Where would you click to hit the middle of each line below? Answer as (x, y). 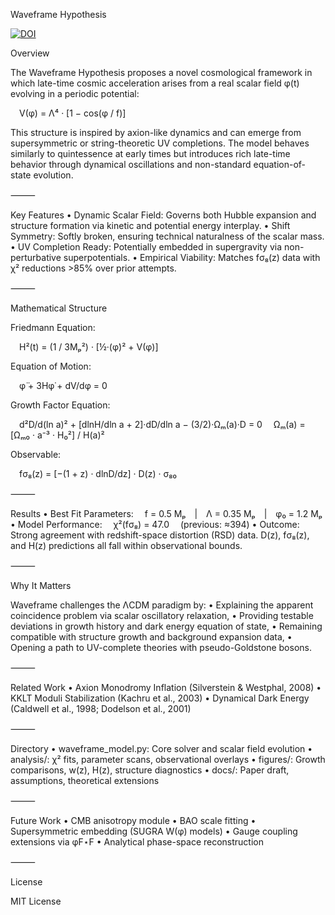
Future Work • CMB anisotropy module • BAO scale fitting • (133, 820)
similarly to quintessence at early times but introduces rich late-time (150, 153)
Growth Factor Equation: (60, 405)
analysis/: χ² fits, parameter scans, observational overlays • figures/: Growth (168, 759)
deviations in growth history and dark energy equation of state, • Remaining (166, 626)
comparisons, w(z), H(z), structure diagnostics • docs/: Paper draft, (150, 770)
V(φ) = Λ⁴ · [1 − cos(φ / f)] (73, 113)
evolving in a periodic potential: (75, 93)
